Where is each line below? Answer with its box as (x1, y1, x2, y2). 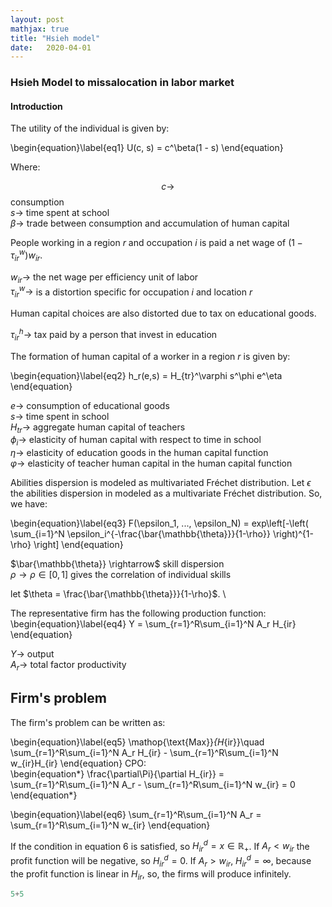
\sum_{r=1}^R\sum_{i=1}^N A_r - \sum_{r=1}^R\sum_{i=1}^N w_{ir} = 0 (10, 778, 296, 790)
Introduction (10, 100, 63, 112)
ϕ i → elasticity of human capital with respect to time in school (10, 434, 262, 448)
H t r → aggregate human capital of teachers (10, 421, 186, 435)
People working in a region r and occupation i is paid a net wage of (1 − (10, 237, 303, 249)
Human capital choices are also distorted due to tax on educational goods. (10, 307, 317, 320)
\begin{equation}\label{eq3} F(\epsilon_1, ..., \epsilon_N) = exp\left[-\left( (10, 517, 309, 530)
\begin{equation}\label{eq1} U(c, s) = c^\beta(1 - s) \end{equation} (10, 142, 284, 154)
